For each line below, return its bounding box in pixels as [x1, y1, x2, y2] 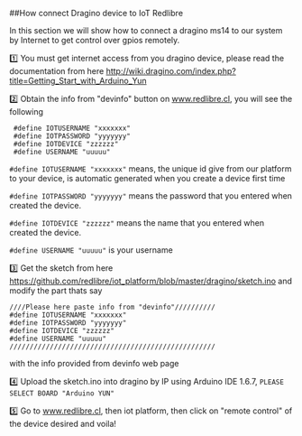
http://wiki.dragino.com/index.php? [105, 66, 236, 76]
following [9, 107, 43, 116]
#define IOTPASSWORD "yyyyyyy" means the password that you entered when [9, 190, 293, 201]
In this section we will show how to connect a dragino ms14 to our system [9, 25, 283, 35]
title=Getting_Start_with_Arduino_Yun [9, 76, 147, 86]
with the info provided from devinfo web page [9, 358, 179, 368]
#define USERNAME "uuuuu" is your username [9, 245, 173, 255]
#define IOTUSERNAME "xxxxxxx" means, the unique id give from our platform [9, 163, 292, 174]
